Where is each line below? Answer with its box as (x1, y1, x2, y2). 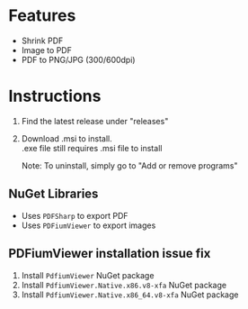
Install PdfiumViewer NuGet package (21, 269, 155, 280)
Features (8, 5, 76, 26)
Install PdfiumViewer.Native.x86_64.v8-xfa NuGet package (21, 289, 239, 300)
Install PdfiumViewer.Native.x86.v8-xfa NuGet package (21, 279, 226, 290)
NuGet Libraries (8, 186, 99, 202)
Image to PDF (21, 44, 73, 55)
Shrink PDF (21, 35, 64, 46)
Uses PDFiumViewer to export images (21, 220, 156, 231)
